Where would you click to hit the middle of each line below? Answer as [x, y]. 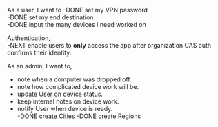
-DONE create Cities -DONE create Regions [79, 116]
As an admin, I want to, [40, 66]
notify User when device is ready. [65, 109]
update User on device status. [60, 94]
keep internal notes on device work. [68, 101]
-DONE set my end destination [50, 17]
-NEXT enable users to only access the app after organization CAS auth [109, 45]
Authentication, [29, 38]
